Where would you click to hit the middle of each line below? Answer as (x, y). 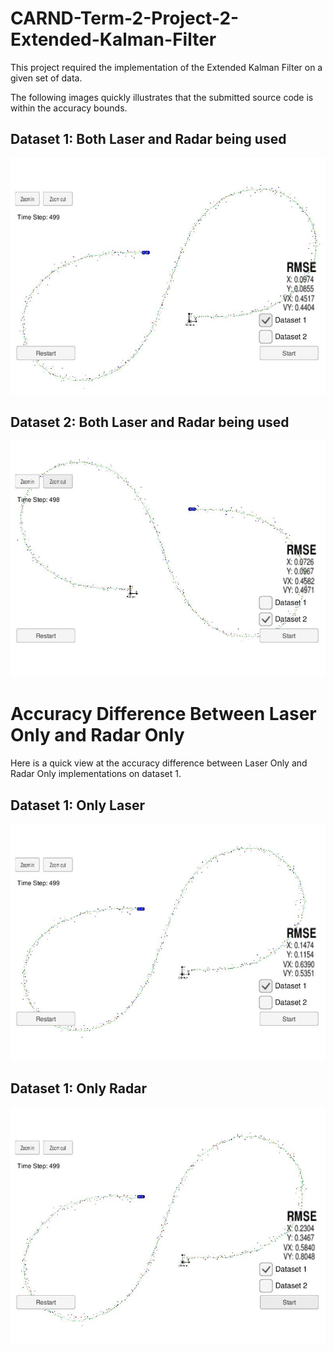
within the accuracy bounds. (69, 108)
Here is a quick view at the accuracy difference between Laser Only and (159, 763)
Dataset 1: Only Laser (77, 805)
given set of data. (46, 78)
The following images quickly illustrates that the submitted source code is (162, 97)
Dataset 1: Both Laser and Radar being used (148, 139)
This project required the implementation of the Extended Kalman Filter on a (166, 67)
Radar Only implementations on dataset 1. (96, 774)
